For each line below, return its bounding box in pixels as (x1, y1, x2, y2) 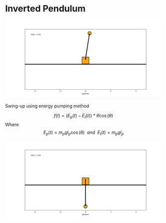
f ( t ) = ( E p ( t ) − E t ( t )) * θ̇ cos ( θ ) (54, 112, 113, 120)
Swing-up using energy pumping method (5, 103, 89, 109)
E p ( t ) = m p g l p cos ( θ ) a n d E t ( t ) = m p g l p (43, 129, 124, 137)
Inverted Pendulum (5, 3, 86, 14)
